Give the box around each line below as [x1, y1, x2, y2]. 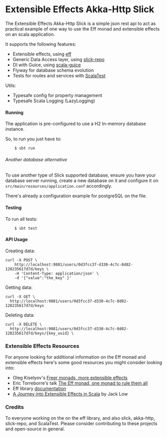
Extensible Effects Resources [5, 342, 80, 349]
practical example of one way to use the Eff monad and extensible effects [5, 25, 160, 32]
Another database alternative [5, 156, 67, 162]
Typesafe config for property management [12, 92, 102, 98]
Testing [5, 205, 22, 211]
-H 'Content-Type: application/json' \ [14, 271, 99, 276]
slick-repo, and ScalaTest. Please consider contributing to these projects [5, 421, 158, 427]
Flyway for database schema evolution [12, 67, 94, 73]
